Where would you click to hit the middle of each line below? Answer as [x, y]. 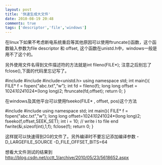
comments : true [21, 23]
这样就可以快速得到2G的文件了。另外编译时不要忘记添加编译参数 [70, 137]
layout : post [18, 10]
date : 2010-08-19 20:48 [29, 19]
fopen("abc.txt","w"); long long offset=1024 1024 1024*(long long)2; [73, 116]
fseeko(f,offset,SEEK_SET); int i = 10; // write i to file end [62, 121]
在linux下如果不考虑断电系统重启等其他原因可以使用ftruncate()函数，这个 [79, 42]
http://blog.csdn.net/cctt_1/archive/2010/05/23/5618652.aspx [67, 158]
